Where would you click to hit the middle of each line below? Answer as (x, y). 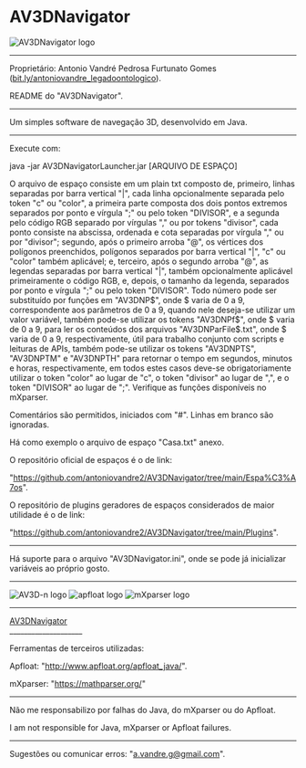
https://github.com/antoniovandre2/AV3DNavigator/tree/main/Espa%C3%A (155, 478)
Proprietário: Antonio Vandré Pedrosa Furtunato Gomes (113, 68)
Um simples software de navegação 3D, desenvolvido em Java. (128, 121)
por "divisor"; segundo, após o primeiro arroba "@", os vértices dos (137, 242)
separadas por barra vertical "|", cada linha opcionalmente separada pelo (147, 193)
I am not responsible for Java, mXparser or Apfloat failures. (121, 727)
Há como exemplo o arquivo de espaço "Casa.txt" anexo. (117, 442)
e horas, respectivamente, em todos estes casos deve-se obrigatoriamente (150, 368)
